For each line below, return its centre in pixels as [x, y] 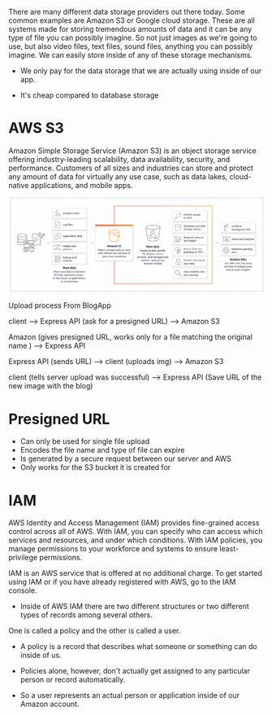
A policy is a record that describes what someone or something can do [138, 647]
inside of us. [41, 656]
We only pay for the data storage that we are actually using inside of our [141, 71]
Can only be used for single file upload [85, 441]
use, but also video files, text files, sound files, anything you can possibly [131, 46]
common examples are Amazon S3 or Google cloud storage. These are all [132, 20]
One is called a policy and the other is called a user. [95, 631]
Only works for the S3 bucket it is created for [95, 467]
